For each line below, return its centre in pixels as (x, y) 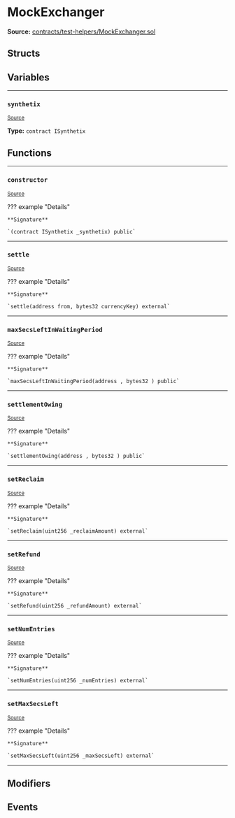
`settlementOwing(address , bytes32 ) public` (76, 456)
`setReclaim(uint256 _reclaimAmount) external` (78, 531)
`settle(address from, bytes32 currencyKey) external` (89, 306)
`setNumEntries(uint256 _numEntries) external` (78, 681)
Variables (29, 77)
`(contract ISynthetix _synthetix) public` (72, 231)
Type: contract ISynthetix (47, 131)
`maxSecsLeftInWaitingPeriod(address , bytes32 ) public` (93, 382)
